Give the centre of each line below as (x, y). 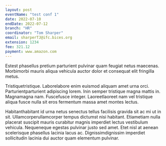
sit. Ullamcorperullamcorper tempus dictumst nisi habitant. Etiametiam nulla (83, 117)
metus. (12, 76)
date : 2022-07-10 (23, 19)
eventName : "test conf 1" (32, 14)
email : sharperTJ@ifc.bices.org (39, 38)
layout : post (19, 10)
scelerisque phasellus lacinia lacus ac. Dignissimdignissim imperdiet (75, 133)
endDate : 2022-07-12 (27, 24)
